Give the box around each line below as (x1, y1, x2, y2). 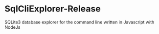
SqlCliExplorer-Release (4, 3, 101, 14)
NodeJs (4, 24, 21, 30)
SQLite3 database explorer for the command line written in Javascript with (4, 19, 155, 25)
